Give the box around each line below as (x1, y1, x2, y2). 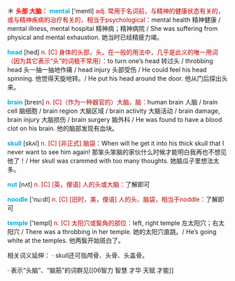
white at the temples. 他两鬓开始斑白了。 (7, 236, 124, 245)
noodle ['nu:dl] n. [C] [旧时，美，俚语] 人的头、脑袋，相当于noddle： (7, 196, 206, 203)
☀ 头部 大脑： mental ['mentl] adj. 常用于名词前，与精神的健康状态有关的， (7, 7, 225, 15)
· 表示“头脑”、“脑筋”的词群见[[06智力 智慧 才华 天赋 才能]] (7, 266, 174, 274)
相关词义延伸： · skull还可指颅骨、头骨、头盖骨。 (7, 252, 149, 259)
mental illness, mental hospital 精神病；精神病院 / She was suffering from (7, 25, 218, 32)
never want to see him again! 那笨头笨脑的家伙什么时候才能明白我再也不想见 (7, 148, 227, 156)
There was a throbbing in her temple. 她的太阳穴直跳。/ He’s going (24, 228, 217, 235)
